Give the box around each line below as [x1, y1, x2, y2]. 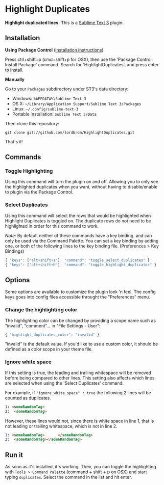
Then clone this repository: [5, 120, 60, 126]
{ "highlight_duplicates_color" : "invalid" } [5, 332, 99, 337]
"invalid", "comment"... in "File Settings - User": [5, 323, 101, 328]
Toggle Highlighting [5, 168, 53, 175]
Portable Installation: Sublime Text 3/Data [12, 111, 97, 117]
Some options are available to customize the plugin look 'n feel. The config [5, 289, 156, 295]
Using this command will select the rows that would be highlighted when [5, 213, 151, 218]
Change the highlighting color [5, 306, 77, 313]
